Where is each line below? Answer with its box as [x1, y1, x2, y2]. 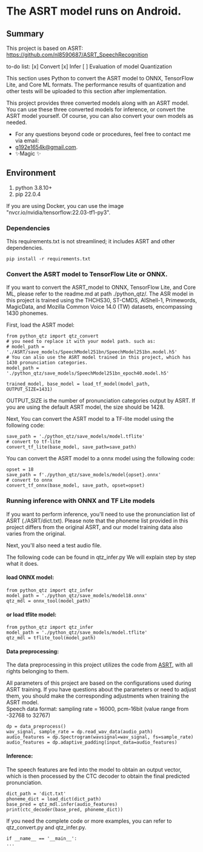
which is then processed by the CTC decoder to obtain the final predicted [6, 772, 190, 780]
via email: [15, 137, 39, 144]
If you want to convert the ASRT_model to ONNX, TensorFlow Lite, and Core [6, 284, 196, 291]
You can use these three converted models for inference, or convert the [6, 106, 186, 113]
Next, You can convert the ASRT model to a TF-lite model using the [6, 415, 174, 423]
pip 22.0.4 [15, 190, 41, 198]
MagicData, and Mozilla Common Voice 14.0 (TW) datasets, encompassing [6, 303, 193, 311]
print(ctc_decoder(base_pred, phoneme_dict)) [6, 806, 123, 812]
